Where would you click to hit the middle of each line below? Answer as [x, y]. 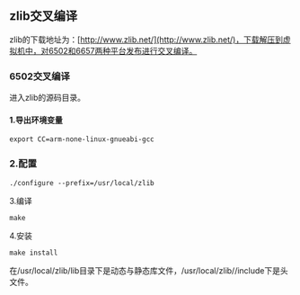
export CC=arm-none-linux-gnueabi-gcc [82, 139]
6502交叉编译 [40, 76]
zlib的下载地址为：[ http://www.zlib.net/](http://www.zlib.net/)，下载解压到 [146, 40]
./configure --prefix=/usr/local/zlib [82, 183]
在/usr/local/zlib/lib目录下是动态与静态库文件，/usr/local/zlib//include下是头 [149, 270]
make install [34, 253]
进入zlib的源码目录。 [48, 98]
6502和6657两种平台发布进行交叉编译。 [123, 50]
